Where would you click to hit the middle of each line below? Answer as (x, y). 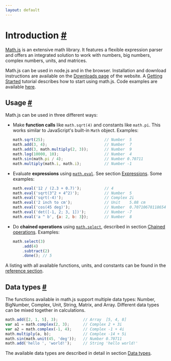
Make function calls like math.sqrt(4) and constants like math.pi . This (87, 125)
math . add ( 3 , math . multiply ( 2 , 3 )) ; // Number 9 (72, 150)
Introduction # (36, 35)
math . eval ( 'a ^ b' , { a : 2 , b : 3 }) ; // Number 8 (72, 217)
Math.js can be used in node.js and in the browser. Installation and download (86, 70)
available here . (21, 87)
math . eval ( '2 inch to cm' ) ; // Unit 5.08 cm (79, 203)
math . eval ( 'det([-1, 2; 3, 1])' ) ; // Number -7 (72, 212)
